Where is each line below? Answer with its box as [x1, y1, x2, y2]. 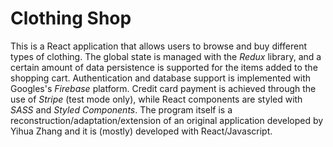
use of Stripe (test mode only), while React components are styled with [10, 93, 303, 105]
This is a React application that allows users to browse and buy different [10, 40, 307, 52]
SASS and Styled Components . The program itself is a [10, 103, 233, 116]
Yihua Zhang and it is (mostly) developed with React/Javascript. [10, 125, 273, 137]
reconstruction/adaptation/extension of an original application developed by [10, 114, 324, 126]
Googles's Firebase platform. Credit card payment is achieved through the [10, 82, 317, 94]
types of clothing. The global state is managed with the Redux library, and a [10, 50, 322, 62]
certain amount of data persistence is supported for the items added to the [10, 61, 318, 73]
